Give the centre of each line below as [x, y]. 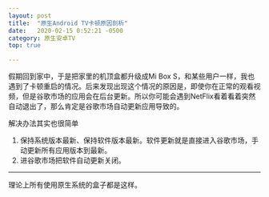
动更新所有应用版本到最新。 [66, 151]
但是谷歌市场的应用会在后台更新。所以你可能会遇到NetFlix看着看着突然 [139, 96]
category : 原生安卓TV [42, 38]
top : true [25, 46]
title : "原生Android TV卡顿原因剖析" [68, 23]
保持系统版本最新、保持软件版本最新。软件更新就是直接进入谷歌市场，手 [139, 140]
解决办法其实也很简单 [43, 123]
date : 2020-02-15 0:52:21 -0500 [66, 30]
